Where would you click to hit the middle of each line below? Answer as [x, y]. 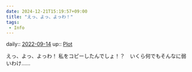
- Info [17, 28]
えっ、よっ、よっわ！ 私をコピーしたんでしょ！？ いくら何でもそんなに [94, 56]
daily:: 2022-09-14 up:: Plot [39, 44]
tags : [13, 22]
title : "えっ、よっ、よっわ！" [40, 17]
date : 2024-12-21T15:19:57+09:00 [47, 11]
